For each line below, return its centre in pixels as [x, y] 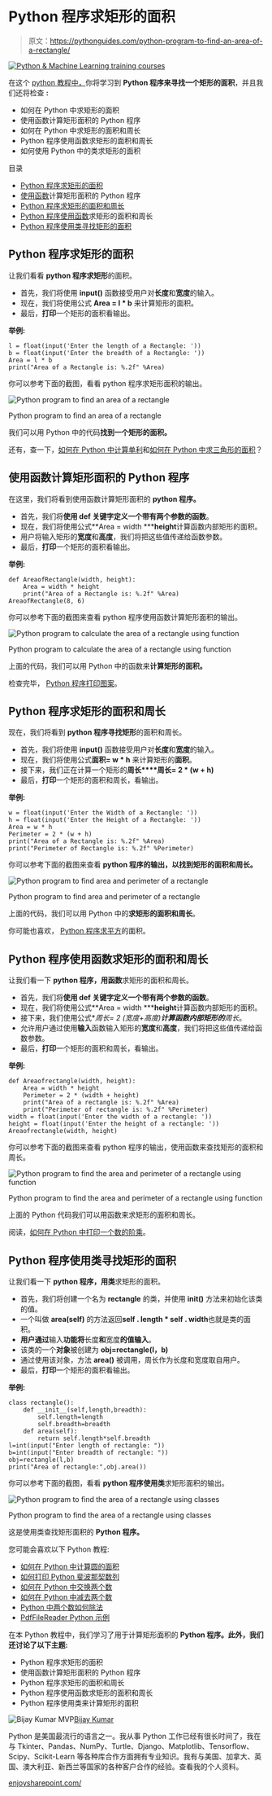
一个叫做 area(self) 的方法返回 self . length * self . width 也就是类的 [132, 1319]
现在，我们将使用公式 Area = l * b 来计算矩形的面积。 [109, 303]
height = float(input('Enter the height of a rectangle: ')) [114, 1124]
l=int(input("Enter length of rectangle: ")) [86, 1446]
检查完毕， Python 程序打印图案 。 [65, 683]
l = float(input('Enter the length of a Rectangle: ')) [105, 346]
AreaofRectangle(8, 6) [47, 601]
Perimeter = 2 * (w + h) [50, 834]
